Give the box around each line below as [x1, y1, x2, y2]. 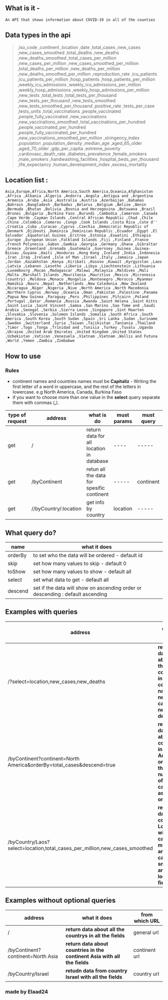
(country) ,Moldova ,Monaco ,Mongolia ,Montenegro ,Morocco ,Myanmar [5, 277, 153, 282]
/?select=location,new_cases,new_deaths [7, 678, 105, 685]
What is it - [5, 4, 40, 13]
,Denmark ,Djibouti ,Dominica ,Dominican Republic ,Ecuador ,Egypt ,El [5, 229, 157, 234]
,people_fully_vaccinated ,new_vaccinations [17, 113, 107, 119]
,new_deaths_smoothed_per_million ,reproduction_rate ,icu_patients [17, 71, 157, 77]
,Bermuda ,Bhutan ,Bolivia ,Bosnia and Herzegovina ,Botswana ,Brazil [5, 207, 155, 212]
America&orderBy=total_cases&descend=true [7, 761, 116, 768]
